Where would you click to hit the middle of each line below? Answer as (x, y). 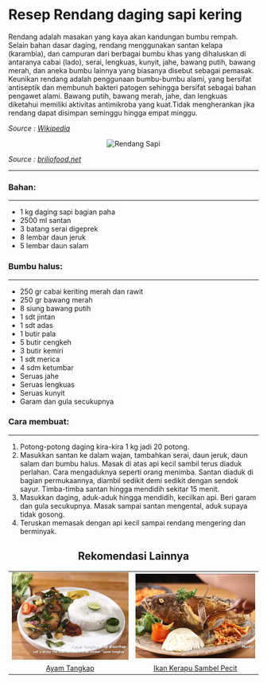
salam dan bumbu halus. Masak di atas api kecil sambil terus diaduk (131, 463)
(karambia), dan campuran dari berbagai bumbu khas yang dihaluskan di (127, 53)
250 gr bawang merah (56, 299)
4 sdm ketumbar (46, 367)
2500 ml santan (45, 221)
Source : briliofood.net (45, 159)
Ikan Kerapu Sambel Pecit (195, 668)
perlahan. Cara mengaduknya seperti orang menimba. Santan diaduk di (137, 472)
